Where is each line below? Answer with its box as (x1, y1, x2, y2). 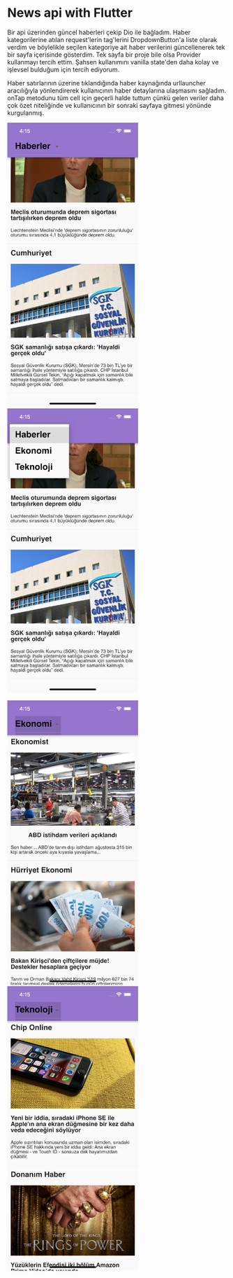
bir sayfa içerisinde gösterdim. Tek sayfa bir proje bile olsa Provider (7, 50, 201, 59)
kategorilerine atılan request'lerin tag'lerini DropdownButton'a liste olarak (7, 35, 218, 43)
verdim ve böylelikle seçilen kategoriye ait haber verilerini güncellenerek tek (7, 43, 225, 51)
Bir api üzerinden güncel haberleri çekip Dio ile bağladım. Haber (7, 28, 191, 36)
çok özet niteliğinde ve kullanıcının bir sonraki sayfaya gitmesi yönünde (7, 101, 211, 109)
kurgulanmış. (7, 109, 45, 117)
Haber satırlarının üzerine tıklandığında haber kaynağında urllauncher (7, 78, 206, 87)
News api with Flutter (7, 5, 133, 21)
